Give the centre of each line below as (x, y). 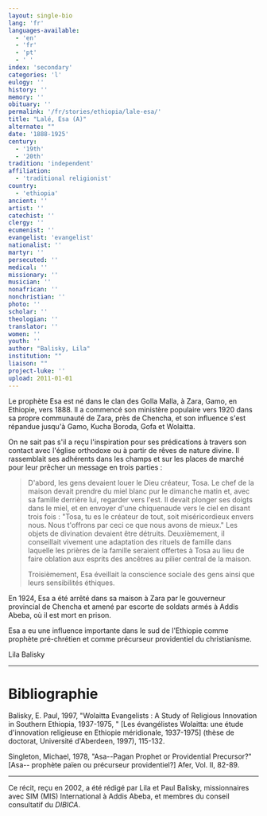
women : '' (25, 334)
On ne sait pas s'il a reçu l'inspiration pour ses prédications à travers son (127, 442)
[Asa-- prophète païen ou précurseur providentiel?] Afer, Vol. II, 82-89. (124, 765)
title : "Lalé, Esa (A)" (48, 119)
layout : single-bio (41, 16)
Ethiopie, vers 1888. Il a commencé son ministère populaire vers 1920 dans (130, 409)
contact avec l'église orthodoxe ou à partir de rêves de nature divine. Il (124, 450)
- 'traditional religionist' (64, 179)
